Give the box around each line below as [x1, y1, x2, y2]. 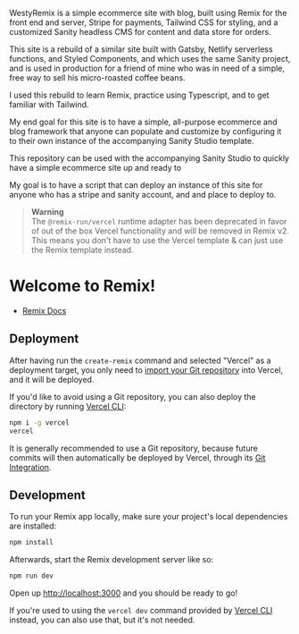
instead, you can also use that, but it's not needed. [9, 614, 195, 625]
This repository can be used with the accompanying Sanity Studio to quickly [9, 153, 290, 164]
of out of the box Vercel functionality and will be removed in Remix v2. [30, 225, 290, 236]
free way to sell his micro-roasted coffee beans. [9, 72, 186, 83]
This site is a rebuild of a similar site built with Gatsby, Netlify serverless [9, 44, 274, 55]
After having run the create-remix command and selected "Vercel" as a [9, 355, 271, 366]
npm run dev [9, 571, 54, 580]
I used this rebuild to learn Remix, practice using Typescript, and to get [9, 89, 270, 100]
